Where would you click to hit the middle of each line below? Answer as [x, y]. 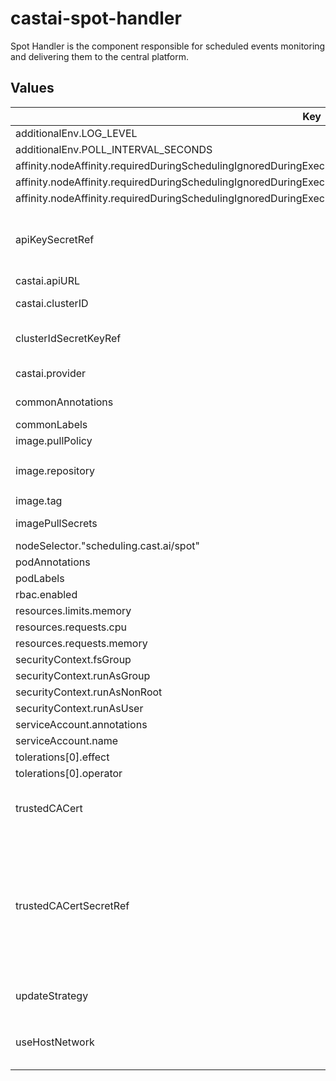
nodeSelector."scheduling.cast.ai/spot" [107, 545]
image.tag [39, 500]
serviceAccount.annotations [81, 724]
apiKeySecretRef [55, 239]
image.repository [55, 470]
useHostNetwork [55, 1042]
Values [32, 88]
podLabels [40, 578]
